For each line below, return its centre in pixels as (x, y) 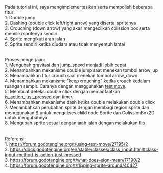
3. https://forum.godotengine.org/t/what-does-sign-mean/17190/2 (73, 160)
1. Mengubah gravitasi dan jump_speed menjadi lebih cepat (66, 65)
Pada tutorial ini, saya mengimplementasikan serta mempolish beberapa (79, 7)
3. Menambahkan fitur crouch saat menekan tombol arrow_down (71, 76)
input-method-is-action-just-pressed (43, 155)
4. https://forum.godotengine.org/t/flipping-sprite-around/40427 (71, 165)
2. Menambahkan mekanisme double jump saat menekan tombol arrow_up (81, 70)
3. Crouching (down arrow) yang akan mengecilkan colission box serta (78, 28)
